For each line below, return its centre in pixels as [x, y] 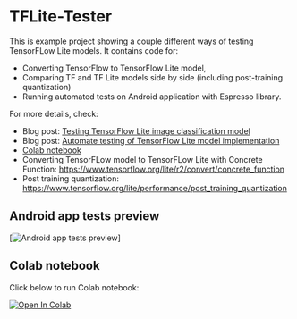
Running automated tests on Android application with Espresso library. [152, 97]
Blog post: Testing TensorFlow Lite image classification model [136, 130]
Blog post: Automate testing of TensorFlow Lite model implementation [151, 140]
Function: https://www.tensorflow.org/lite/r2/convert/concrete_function [153, 169]
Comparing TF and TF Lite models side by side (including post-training [153, 77]
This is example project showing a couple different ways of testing [132, 41]
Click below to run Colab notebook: [74, 287]
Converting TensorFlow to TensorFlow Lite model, [114, 68]
